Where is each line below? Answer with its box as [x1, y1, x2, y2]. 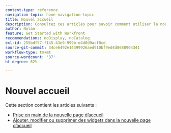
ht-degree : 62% [5, 59, 38, 64]
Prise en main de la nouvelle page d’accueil [12, 112, 104, 118]
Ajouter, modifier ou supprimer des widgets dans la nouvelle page [12, 117, 151, 123]
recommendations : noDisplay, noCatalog [5, 36, 90, 41]
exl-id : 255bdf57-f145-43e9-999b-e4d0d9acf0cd [5, 40, 106, 46]
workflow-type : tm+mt [5, 50, 51, 55]
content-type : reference [5, 7, 58, 13]
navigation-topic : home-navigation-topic [5, 12, 95, 17]
